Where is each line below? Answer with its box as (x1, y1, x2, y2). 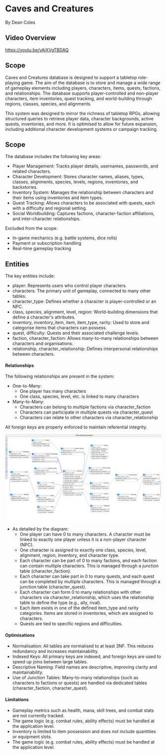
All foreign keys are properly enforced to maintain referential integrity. (5, 424, 148, 430)
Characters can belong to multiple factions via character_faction (19, 404, 151, 410)
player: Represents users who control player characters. (12, 283, 127, 289)
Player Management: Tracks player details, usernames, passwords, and (12, 163, 159, 169)
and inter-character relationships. (12, 216, 81, 222)
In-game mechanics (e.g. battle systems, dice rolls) (12, 235, 117, 241)
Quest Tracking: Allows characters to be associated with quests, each (12, 200, 155, 206)
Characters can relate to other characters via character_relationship (19, 415, 159, 421)
